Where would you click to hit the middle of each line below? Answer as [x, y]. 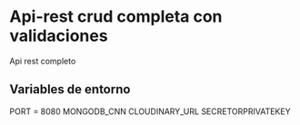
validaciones [59, 36]
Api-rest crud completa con [116, 17]
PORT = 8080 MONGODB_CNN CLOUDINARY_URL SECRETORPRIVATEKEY [150, 111]
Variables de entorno [70, 89]
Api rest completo [43, 61]
